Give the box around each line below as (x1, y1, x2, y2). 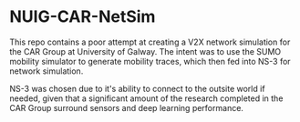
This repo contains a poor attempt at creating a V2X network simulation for (9, 36, 291, 47)
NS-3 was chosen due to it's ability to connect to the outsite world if (9, 83, 266, 94)
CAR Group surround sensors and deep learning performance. (9, 102, 244, 113)
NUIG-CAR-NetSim (9, 6, 156, 27)
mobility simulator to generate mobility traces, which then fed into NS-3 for (9, 56, 291, 66)
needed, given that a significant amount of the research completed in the (9, 93, 284, 104)
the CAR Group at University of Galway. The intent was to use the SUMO (9, 46, 282, 56)
